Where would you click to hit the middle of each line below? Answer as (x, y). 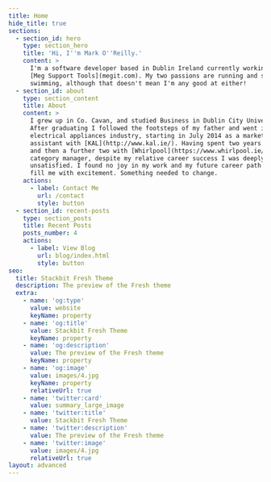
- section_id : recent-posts (63, 210)
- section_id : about (50, 91)
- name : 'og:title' (56, 323)
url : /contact (61, 195)
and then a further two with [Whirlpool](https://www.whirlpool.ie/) (149, 151)
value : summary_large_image (77, 405)
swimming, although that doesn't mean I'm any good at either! (138, 83)
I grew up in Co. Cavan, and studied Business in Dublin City (136, 121)
